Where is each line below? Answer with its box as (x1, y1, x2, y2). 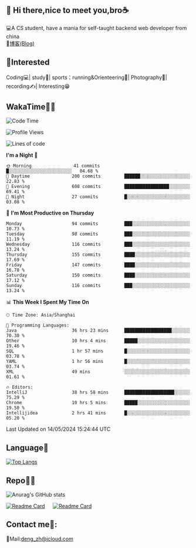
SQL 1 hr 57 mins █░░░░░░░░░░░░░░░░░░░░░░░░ (6, 348, 191, 354)
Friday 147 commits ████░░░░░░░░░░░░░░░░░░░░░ (6, 262, 191, 268)
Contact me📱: (6, 520, 58, 530)
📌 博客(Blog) (6, 39, 35, 47)
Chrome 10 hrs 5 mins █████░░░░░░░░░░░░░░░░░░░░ (6, 400, 191, 406)
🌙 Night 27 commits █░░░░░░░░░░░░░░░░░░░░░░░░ (6, 194, 191, 200)
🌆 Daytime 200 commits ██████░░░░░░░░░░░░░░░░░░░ (6, 173, 191, 179)
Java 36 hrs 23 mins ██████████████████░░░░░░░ (6, 328, 191, 334)
